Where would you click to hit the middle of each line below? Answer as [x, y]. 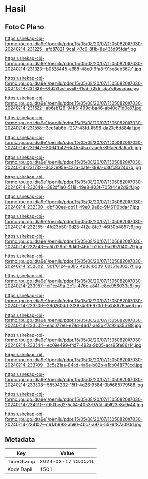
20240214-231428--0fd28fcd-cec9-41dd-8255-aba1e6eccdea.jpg [72, 88]
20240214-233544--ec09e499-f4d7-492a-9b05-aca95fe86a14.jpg [73, 345]
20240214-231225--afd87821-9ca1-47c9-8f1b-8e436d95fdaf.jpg [71, 49]
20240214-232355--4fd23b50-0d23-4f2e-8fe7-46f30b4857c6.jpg [73, 227]
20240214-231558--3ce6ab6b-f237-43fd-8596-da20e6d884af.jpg [73, 128]
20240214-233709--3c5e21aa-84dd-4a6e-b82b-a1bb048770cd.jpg [74, 365]
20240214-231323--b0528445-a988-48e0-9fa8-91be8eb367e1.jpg [73, 69]
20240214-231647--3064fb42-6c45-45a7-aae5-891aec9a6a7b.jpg [73, 148]
